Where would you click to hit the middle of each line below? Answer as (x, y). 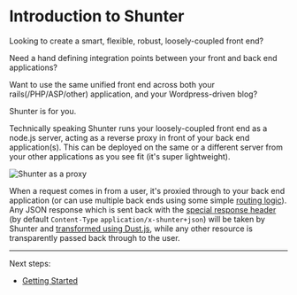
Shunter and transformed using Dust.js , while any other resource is (131, 229)
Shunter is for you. (43, 111)
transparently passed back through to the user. (95, 237)
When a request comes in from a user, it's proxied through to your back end (147, 190)
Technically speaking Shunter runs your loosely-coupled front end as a (138, 128)
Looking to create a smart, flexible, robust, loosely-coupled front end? (137, 41)
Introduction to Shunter (97, 16)
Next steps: (30, 263)
